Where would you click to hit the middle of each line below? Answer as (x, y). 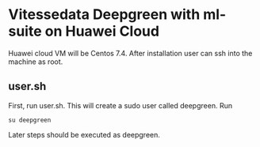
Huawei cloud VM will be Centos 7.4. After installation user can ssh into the (130, 53)
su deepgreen (30, 120)
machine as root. (36, 62)
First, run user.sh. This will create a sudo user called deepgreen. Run (120, 105)
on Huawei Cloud (102, 31)
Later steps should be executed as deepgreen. (84, 134)
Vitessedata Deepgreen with (104, 15)
